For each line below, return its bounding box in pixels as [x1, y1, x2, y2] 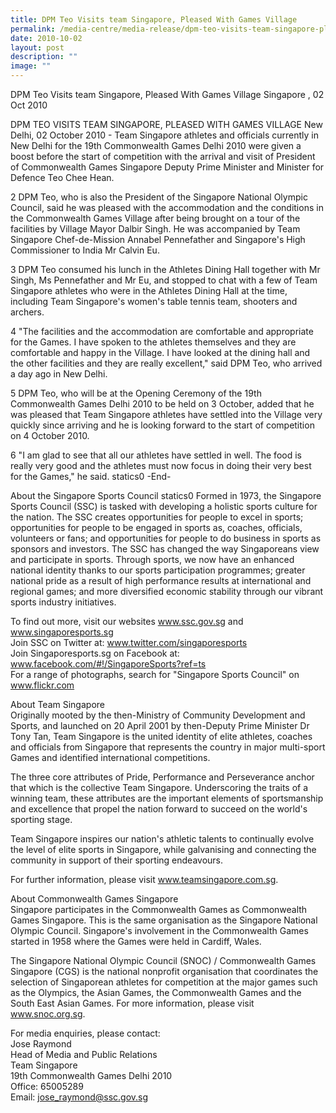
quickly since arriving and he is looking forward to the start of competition [10, 419, 315, 431]
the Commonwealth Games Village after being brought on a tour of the [10, 212, 301, 224]
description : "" [10, 52, 78, 62]
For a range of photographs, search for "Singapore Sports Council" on [10, 669, 300, 680]
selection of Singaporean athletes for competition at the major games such [10, 976, 318, 988]
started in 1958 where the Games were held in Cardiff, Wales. [10, 936, 262, 947]
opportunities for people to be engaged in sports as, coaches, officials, [10, 522, 303, 533]
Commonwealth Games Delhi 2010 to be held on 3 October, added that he [10, 398, 315, 410]
